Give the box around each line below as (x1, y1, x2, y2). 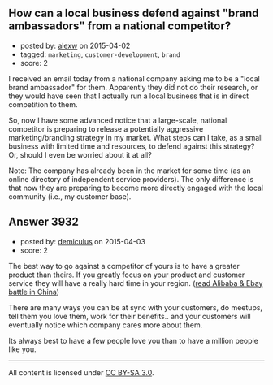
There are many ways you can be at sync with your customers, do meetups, (8, 302, 262, 312)
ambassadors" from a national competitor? (8, 19, 232, 33)
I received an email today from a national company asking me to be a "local (8, 73, 260, 84)
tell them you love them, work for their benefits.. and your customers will (8, 311, 251, 321)
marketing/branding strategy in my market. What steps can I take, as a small (8, 132, 263, 142)
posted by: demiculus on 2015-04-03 (19, 236, 146, 246)
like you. (8, 344, 37, 354)
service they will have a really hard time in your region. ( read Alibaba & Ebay (8, 278, 263, 288)
